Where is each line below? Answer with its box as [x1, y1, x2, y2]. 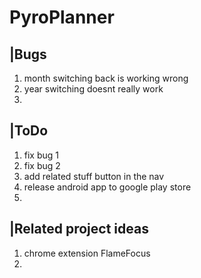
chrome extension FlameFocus [23, 247, 151, 259]
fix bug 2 [23, 159, 61, 171]
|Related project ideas [9, 221, 149, 238]
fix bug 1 [23, 149, 60, 161]
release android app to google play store [23, 181, 192, 193]
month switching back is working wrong [23, 72, 189, 84]
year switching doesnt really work [23, 83, 164, 95]
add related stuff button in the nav [23, 170, 165, 182]
